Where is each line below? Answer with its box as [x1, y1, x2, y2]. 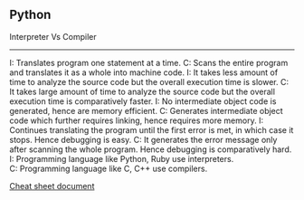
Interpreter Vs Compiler [9, 31, 97, 42]
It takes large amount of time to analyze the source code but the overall [9, 86, 276, 97]
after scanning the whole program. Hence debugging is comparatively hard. [9, 144, 292, 155]
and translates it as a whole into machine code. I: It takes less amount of [9, 67, 279, 78]
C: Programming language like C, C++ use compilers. [9, 163, 208, 174]
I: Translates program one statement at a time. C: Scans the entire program [9, 57, 289, 68]
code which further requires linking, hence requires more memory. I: [9, 115, 264, 126]
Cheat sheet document [9, 180, 95, 191]
